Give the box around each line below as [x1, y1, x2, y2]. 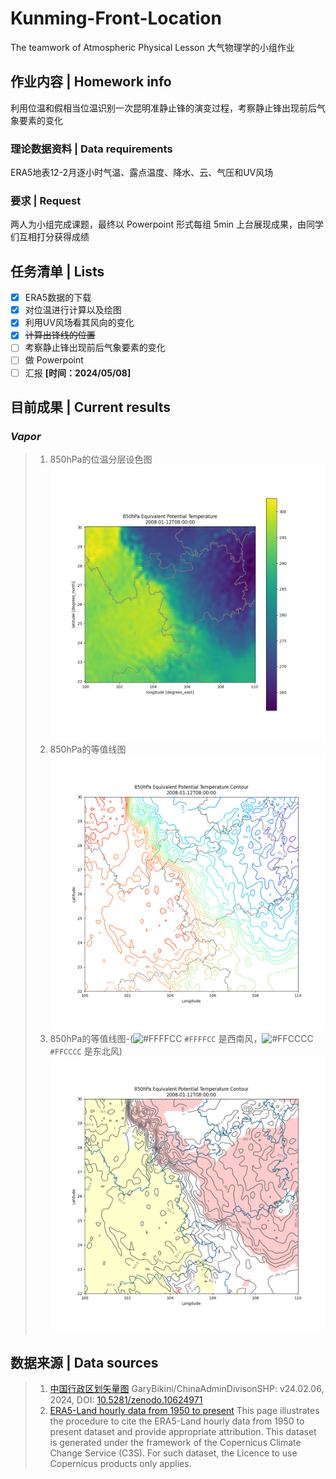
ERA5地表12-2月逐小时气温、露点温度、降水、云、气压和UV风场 [10, 167, 274, 179]
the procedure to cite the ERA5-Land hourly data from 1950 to [49, 1415, 305, 1427]
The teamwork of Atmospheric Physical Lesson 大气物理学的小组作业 [10, 41, 295, 53]
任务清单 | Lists [10, 263, 105, 280]
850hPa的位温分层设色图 [49, 453, 153, 466]
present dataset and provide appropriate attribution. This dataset [49, 1426, 317, 1438]
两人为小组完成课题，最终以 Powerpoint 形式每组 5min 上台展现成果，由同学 [10, 218, 325, 231]
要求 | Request [10, 193, 82, 207]
